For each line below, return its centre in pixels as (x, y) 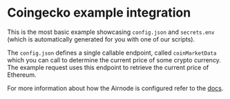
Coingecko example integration (99, 13)
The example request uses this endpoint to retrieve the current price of (108, 67)
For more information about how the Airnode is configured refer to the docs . (115, 88)
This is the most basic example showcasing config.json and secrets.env (111, 32)
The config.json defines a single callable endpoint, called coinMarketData (112, 53)
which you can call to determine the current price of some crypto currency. (114, 60)
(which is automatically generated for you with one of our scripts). (101, 39)
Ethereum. (22, 75)
